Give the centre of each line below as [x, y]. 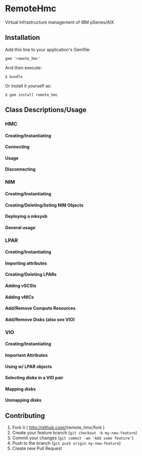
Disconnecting [20, 169]
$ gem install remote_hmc [31, 95]
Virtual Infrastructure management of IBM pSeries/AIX [59, 22]
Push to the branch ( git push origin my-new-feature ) [66, 443]
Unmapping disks [23, 400]
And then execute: [24, 67]
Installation [23, 38]
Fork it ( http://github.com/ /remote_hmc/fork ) [58, 427]
